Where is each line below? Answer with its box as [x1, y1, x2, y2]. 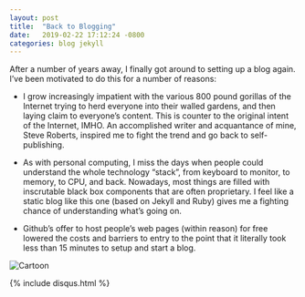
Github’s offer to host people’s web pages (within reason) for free [22, 223, 268, 234]
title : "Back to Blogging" [9, 22, 117, 31]
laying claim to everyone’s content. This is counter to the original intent [22, 110, 289, 121]
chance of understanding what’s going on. [22, 206, 183, 217]
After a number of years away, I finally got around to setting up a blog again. [9, 64, 296, 75]
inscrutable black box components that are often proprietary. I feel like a [22, 186, 294, 197]
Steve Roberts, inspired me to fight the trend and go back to [22, 129, 248, 141]
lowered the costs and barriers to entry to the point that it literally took [22, 233, 287, 244]
